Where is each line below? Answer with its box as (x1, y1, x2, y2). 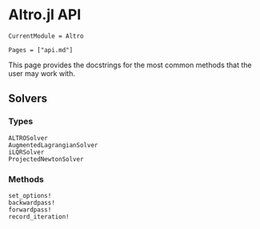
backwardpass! (8, 199, 56, 207)
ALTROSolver (8, 134, 48, 142)
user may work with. (8, 68, 76, 78)
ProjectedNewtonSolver (8, 155, 84, 163)
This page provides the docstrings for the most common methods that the (8, 60, 252, 70)
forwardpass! (8, 206, 52, 214)
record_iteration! (8, 212, 70, 221)
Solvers (8, 92, 48, 106)
